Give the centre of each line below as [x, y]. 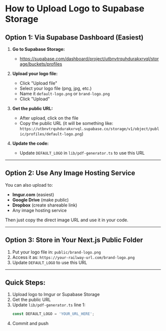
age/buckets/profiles [41, 64]
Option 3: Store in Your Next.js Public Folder [74, 240]
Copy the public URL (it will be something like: [66, 123]
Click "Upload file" [39, 83]
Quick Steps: [25, 283]
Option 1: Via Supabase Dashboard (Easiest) [74, 37]
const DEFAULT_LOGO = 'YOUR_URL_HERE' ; [53, 314]
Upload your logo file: [35, 74]
